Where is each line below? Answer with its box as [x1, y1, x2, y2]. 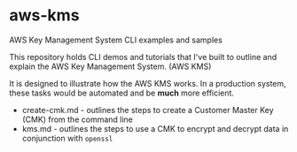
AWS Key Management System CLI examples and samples [9, 34, 223, 45]
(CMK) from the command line [21, 114, 133, 125]
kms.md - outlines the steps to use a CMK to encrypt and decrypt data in [21, 123, 289, 133]
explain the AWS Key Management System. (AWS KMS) [9, 61, 212, 72]
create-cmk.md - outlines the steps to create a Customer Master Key [21, 104, 274, 115]
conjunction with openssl [21, 133, 113, 143]
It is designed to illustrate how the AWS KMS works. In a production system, [9, 78, 286, 88]
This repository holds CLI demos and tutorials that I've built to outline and [9, 51, 277, 62]
